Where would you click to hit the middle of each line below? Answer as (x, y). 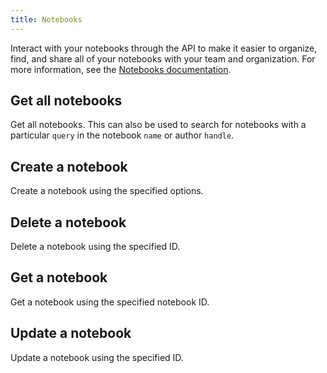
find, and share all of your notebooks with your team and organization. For (163, 58)
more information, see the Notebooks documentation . (121, 69)
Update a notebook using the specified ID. (97, 357)
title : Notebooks (46, 19)
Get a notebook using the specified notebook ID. (110, 302)
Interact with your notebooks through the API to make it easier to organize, (164, 48)
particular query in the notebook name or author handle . (122, 135)
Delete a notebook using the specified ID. (95, 247)
